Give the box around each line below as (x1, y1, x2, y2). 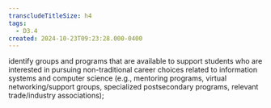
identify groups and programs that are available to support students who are (8, 56, 263, 66)
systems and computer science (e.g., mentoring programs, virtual (8, 73, 227, 83)
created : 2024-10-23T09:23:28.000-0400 (8, 34, 143, 43)
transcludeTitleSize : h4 (8, 11, 92, 20)
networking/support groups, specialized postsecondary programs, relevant (8, 82, 259, 92)
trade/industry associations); (8, 90, 104, 101)
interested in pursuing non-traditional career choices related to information (8, 65, 257, 75)
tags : (8, 19, 27, 27)
